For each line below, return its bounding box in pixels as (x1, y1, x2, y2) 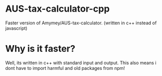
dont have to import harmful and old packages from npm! (5, 65, 125, 71)
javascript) (5, 25, 28, 31)
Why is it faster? (5, 43, 76, 55)
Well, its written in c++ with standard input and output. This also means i (5, 59, 156, 66)
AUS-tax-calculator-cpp (5, 3, 110, 15)
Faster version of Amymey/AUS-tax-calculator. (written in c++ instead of (5, 20, 157, 26)
